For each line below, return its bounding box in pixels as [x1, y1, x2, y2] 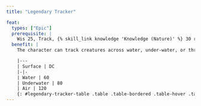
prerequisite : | [11, 30, 52, 36]
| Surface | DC [17, 63, 55, 69]
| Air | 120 [17, 86, 47, 92]
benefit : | [11, 42, 39, 48]
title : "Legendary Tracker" [6, 8, 77, 15]
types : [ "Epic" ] [11, 25, 52, 31]
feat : [6, 19, 20, 26]
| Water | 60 [17, 74, 50, 80]
